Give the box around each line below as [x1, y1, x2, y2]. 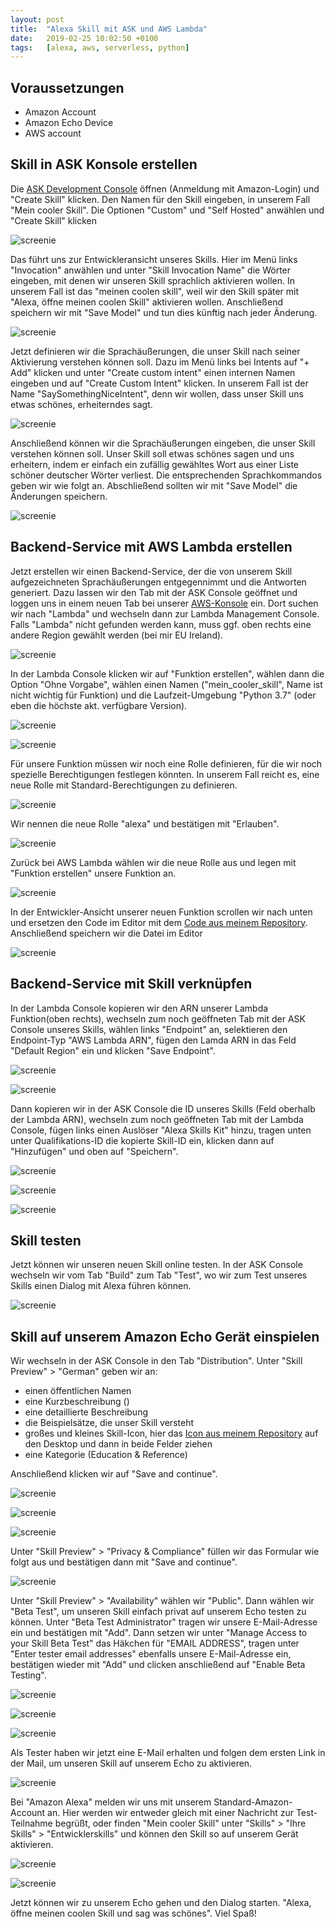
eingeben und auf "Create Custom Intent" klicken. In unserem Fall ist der [10, 377, 309, 389]
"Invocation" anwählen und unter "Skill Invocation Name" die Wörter [10, 264, 292, 276]
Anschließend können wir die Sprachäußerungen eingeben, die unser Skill [10, 437, 316, 449]
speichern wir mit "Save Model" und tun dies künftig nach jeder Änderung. [10, 306, 318, 318]
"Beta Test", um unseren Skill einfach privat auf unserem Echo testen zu [10, 1606, 307, 1618]
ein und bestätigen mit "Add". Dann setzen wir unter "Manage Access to [10, 1627, 308, 1639]
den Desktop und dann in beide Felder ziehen [24, 1438, 213, 1450]
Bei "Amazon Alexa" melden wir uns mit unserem [10, 1796, 212, 1808]
